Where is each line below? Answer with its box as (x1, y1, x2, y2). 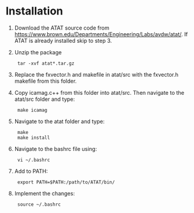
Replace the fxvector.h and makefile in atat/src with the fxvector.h (14, 71, 179, 78)
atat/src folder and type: (14, 95, 75, 103)
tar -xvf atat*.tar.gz (17, 60, 75, 66)
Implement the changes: (14, 189, 75, 197)
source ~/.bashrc (17, 201, 61, 208)
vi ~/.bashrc (17, 157, 50, 163)
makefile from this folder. (14, 77, 77, 84)
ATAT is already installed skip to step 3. (14, 37, 112, 44)
